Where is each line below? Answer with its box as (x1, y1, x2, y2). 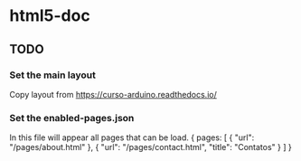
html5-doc (9, 5, 90, 26)
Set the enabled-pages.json (9, 111, 135, 124)
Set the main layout (9, 69, 97, 81)
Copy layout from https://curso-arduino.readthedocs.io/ (9, 89, 217, 99)
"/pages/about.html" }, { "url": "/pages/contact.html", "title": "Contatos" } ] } (9, 142, 292, 153)
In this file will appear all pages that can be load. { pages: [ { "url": (9, 132, 255, 143)
